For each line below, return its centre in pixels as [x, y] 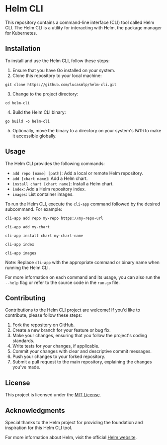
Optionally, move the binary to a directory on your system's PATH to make [87, 130]
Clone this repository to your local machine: [57, 76]
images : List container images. [43, 194]
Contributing [25, 298]
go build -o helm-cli [28, 121]
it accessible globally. [35, 136]
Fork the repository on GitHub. [43, 325]
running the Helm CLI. [28, 267]
